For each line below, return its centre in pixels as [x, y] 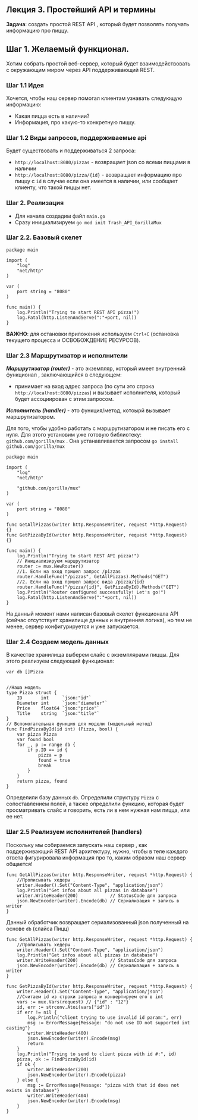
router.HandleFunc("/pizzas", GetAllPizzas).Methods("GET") [93, 577]
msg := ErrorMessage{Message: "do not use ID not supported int [109, 1022]
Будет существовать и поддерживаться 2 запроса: [71, 150]
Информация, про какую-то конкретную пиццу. [75, 122]
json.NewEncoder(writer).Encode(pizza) [77, 1075]
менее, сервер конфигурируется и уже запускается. [73, 626]
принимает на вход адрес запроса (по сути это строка [84, 387]
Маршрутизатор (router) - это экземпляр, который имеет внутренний [96, 369]
